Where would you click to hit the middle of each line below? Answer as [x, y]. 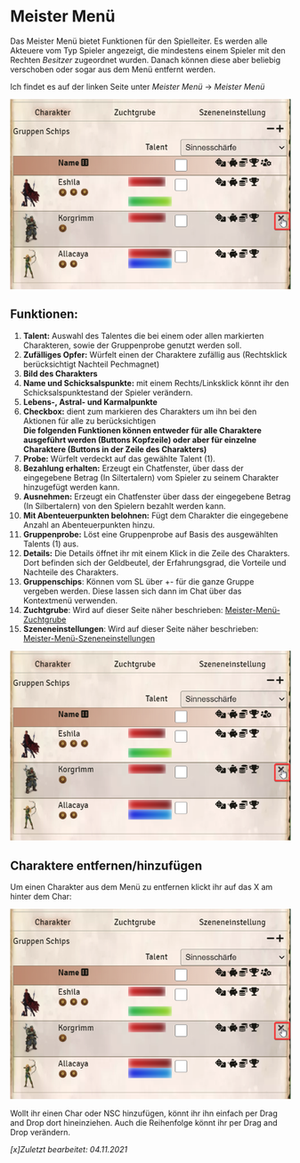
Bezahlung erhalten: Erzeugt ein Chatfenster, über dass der [133, 468]
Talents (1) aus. [51, 544]
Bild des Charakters [60, 373]
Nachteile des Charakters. [71, 572]
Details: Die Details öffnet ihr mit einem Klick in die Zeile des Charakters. [156, 553]
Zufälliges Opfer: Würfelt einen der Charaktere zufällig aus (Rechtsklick [155, 354]
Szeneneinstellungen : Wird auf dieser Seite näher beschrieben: [141, 628]
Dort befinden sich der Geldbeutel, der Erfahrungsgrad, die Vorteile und [154, 562]
